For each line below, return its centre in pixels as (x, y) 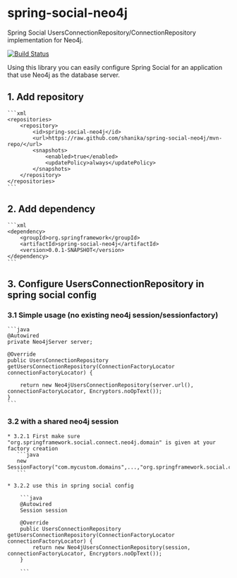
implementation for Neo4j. (45, 40)
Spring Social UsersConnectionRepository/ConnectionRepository (102, 32)
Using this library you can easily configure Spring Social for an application (115, 67)
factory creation (33, 448)
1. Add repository (46, 97)
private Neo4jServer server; (50, 342)
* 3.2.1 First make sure (44, 436)
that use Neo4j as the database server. (63, 75)
